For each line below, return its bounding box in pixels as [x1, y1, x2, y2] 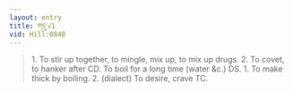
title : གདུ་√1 [9, 21, 56, 30]
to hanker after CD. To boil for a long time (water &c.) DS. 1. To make [30, 63, 283, 74]
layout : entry [9, 13, 63, 22]
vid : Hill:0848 [9, 29, 66, 38]
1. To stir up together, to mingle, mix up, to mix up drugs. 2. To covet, [30, 54, 285, 65]
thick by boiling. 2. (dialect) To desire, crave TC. [30, 73, 209, 84]
